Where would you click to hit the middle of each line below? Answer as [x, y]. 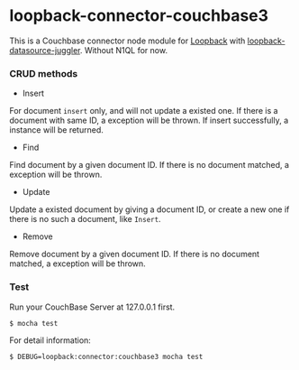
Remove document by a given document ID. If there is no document [134, 254]
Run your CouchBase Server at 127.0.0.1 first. [92, 307]
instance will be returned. [56, 130]
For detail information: [50, 340]
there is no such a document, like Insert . [85, 219]
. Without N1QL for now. [124, 50]
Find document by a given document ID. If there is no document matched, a [149, 165]
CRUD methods [44, 73]
